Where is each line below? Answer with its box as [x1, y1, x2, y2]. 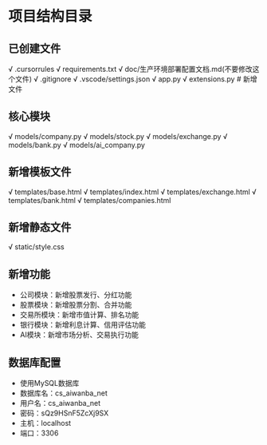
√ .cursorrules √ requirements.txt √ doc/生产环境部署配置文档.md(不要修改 [8, 65, 253, 74]
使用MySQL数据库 [19, 379, 80, 388]
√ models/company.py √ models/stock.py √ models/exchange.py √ [8, 131, 228, 141]
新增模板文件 [8, 165, 72, 179]
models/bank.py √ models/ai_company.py [8, 140, 146, 149]
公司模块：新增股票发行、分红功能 [19, 290, 132, 300]
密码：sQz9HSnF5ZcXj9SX [19, 408, 109, 418]
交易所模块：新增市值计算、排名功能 [19, 310, 139, 320]
